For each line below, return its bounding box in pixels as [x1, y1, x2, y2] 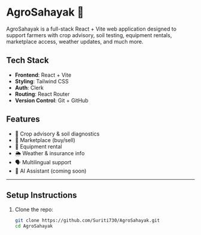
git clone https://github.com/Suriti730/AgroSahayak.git [14, 218, 160, 224]
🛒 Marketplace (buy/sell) [14, 136, 76, 143]
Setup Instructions [6, 190, 77, 200]
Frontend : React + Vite [14, 71, 72, 79]
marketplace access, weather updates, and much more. [6, 38, 144, 45]
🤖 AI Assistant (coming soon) [14, 167, 87, 174]
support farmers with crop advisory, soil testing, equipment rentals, [6, 31, 172, 38]
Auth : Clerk [14, 84, 44, 91]
